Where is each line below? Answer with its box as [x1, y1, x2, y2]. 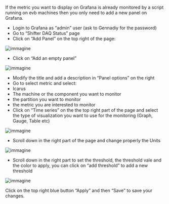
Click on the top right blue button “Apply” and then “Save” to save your [5, 187, 153, 193]
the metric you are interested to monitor [12, 102, 96, 108]
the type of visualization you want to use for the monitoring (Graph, [12, 112, 153, 118]
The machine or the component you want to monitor [12, 91, 121, 97]
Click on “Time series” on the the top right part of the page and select [12, 107, 158, 113]
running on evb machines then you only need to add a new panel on [5, 10, 147, 16]
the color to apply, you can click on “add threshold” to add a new [12, 162, 148, 169]
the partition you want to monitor [12, 96, 81, 102]
